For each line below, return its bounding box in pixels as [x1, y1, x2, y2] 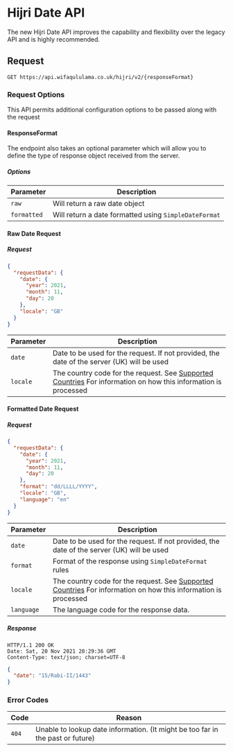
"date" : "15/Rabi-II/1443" [13, 672, 92, 679]
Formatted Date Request [7, 404, 79, 413]
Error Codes [7, 695, 49, 705]
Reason [116, 713, 142, 723]
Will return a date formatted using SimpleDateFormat [52, 210, 221, 220]
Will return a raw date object [52, 199, 145, 209]
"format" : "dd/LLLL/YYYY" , [19, 484, 98, 490]
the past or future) [35, 733, 95, 743]
